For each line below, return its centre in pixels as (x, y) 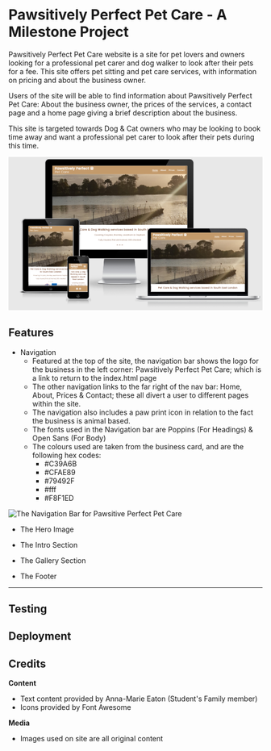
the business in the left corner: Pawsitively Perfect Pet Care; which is (147, 369)
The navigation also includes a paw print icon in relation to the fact (143, 412)
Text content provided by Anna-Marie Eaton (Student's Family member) (139, 699)
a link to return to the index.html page (94, 378)
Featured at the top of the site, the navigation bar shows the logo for (146, 361)
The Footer (38, 576)
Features (31, 333)
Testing (28, 609)
